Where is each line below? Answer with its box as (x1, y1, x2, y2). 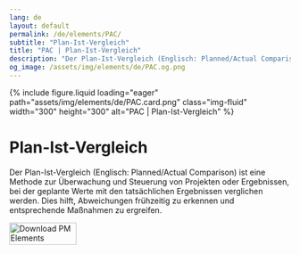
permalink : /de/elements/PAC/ (9, 29, 122, 38)
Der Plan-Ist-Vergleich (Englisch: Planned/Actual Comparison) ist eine (9, 167, 266, 177)
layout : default (9, 21, 70, 30)
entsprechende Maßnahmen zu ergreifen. (9, 204, 162, 215)
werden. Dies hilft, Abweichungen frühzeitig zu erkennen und (9, 195, 235, 206)
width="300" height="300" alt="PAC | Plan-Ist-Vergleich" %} (9, 106, 235, 117)
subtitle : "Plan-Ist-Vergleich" (9, 37, 129, 47)
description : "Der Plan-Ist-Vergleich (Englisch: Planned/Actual (9, 54, 257, 63)
